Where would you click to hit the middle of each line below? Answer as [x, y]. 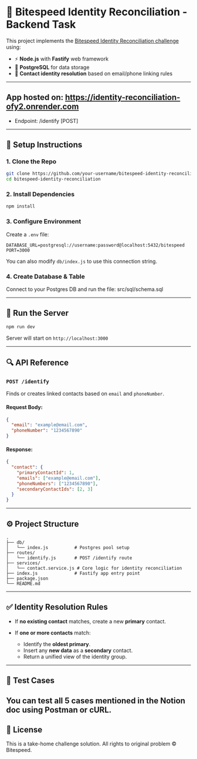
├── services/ [23, 563]
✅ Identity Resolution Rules [57, 607]
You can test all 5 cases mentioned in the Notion [96, 701]
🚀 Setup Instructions [44, 145]
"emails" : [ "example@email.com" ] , [59, 478]
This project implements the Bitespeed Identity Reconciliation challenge [92, 41]
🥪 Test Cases [30, 681]
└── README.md [23, 584]
